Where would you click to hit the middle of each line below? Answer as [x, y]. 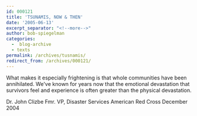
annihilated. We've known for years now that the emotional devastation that [98, 84]
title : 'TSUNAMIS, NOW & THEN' [45, 17]
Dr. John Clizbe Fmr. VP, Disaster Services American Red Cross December [97, 101]
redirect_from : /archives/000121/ [49, 61]
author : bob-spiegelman [35, 34]
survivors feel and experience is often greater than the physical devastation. [99, 90]
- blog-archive [31, 45]
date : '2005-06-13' [30, 22]
